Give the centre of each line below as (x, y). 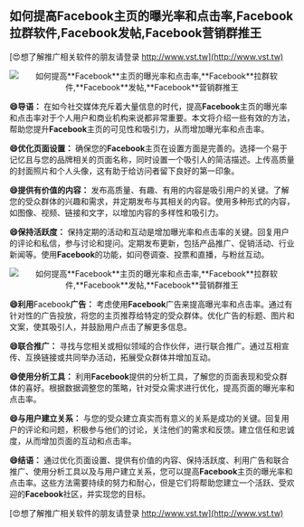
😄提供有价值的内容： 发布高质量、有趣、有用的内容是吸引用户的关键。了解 (149, 190)
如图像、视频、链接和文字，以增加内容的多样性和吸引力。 (116, 212)
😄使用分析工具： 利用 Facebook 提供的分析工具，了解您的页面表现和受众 (145, 376)
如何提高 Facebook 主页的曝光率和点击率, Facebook (152, 16)
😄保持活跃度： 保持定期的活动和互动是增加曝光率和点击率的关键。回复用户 (149, 231)
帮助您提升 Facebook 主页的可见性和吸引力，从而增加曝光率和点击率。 (139, 128)
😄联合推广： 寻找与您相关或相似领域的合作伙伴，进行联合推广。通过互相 (146, 345)
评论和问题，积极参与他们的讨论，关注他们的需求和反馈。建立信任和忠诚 (160, 429)
